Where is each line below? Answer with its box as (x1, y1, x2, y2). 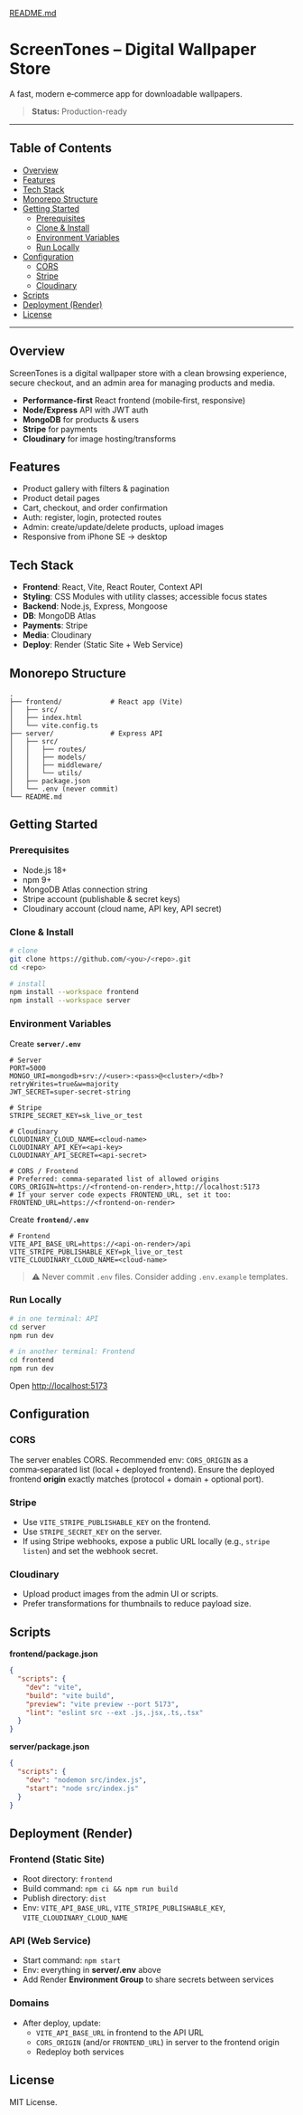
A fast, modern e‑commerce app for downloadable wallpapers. (9, 88, 243, 99)
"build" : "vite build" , (25, 1691, 115, 1700)
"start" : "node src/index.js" (25, 1784, 140, 1793)
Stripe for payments (22, 423, 97, 434)
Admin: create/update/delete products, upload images (22, 522, 224, 533)
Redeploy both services (35, 2046, 124, 2057)
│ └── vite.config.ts (9, 721, 99, 730)
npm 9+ (22, 874, 52, 885)
